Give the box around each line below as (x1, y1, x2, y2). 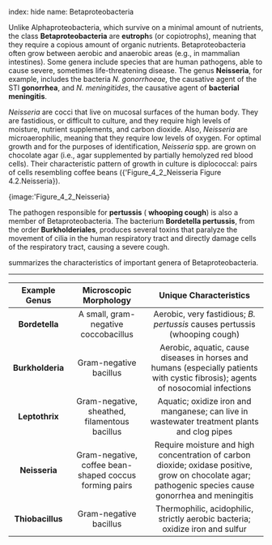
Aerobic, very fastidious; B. (153, 308, 256, 320)
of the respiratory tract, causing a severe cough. (8, 242, 170, 251)
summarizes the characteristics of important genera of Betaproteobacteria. (8, 258, 259, 267)
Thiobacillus (14, 513, 63, 524)
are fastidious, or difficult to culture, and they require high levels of (8, 116, 231, 125)
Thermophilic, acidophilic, (155, 503, 253, 514)
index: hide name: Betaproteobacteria (8, 7, 134, 16)
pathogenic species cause (154, 480, 255, 491)
